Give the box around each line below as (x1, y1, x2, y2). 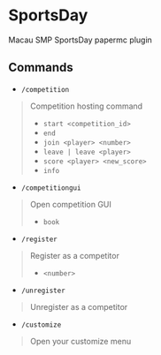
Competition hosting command (29, 101, 143, 111)
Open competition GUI (29, 199, 112, 209)
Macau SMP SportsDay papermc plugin (8, 34, 152, 45)
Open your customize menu (29, 336, 132, 346)
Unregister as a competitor (29, 301, 128, 312)
